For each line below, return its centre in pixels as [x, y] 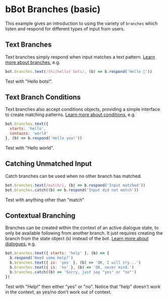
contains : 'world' [29, 134]
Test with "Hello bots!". [29, 81]
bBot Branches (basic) [53, 9]
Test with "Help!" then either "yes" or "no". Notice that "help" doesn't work [83, 286]
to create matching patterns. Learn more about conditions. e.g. [71, 115]
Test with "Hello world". [30, 147]
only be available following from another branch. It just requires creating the [84, 233]
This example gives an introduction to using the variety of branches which [81, 23]
